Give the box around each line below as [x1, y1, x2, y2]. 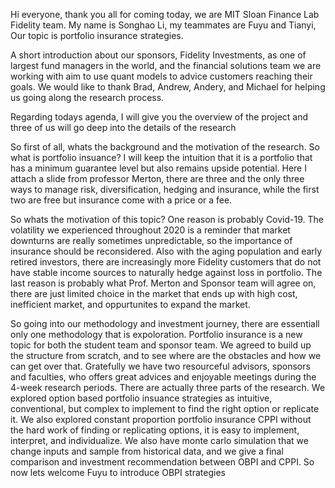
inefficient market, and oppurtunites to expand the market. [10, 299, 251, 310]
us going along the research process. [10, 92, 165, 103]
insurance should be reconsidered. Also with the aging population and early [10, 245, 323, 257]
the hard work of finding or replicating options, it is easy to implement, [10, 424, 300, 436]
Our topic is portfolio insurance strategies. [10, 30, 184, 41]
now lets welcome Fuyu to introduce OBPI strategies [10, 467, 226, 478]
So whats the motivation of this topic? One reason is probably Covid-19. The [10, 214, 324, 225]
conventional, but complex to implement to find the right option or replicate [10, 403, 320, 414]
